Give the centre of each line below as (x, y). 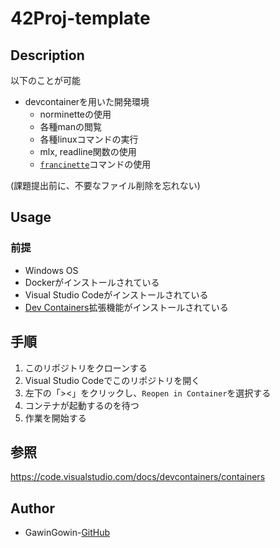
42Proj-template (80, 18)
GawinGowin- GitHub (67, 533)
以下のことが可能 (45, 80)
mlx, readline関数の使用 (88, 151)
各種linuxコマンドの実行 (89, 139)
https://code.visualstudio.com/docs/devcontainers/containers (138, 477)
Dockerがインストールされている (92, 282)
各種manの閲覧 (70, 126)
